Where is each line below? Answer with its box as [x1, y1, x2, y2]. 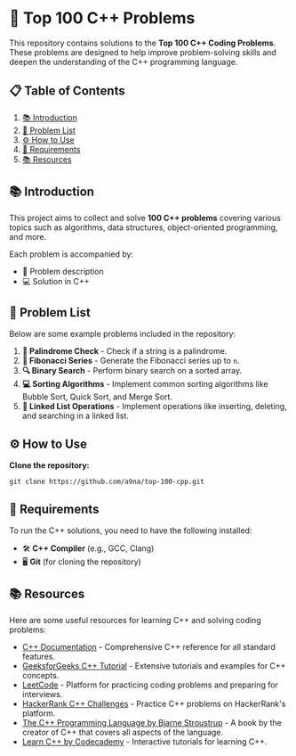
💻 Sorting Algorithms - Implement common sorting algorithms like [21, 379, 268, 390]
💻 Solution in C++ [21, 275, 91, 286]
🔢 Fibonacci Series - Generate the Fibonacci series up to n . [21, 356, 240, 366]
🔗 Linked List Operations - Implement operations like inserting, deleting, [21, 401, 287, 412]
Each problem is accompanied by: [9, 249, 134, 259]
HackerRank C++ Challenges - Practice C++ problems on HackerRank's [21, 698, 286, 709]
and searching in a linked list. [21, 410, 129, 422]
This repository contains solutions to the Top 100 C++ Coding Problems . [9, 37, 276, 48]
